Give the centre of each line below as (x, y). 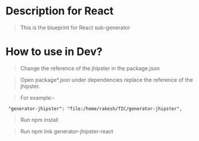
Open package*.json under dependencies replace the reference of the (107, 79)
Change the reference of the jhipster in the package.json (90, 68)
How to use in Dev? (54, 52)
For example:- (37, 97)
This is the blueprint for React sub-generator (75, 27)
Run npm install (39, 119)
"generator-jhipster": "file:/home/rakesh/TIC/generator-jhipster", (95, 109)
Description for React (60, 11)
